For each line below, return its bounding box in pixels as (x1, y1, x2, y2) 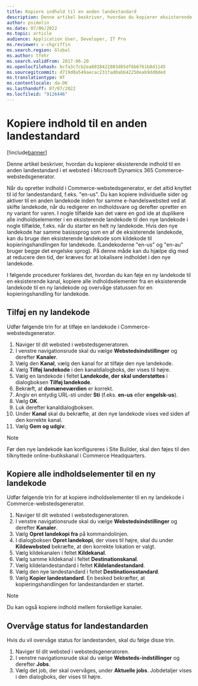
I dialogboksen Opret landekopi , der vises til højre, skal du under (15, 537, 174, 544)
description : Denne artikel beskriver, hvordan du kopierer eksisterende (7, 14, 193, 20)
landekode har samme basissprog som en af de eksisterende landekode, (7, 228, 184, 236)
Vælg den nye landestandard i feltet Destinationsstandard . (15, 568, 160, 575)
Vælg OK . (15, 397, 39, 404)
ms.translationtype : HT (7, 75, 66, 80)
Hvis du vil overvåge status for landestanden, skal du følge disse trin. (7, 637, 175, 644)
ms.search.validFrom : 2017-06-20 (7, 58, 89, 64)
